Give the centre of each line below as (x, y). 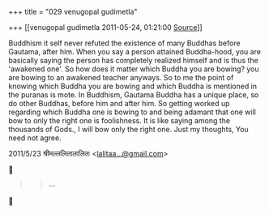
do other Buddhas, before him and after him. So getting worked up (119, 103)
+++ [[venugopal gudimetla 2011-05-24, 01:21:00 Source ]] (105, 27)
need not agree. (35, 138)
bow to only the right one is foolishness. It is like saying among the (120, 120)
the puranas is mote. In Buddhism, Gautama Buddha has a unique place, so (134, 95)
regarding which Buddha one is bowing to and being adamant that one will (132, 112)
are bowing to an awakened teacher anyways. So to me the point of (121, 77)
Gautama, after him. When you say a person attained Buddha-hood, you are (135, 51)
